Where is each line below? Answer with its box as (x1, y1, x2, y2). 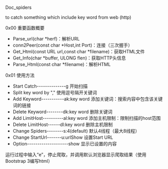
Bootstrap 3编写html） (5, 158, 53, 164)
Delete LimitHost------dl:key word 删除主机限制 (12, 121, 113, 128)
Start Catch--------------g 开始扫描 (12, 83, 88, 89)
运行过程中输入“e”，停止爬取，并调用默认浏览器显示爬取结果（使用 (5, 152, 147, 158)
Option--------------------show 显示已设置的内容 (12, 141, 117, 146)
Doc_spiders (5, 5, 32, 10)
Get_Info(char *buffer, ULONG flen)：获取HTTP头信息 (12, 55, 127, 61)
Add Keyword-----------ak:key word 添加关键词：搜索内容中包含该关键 (12, 96, 163, 102)
